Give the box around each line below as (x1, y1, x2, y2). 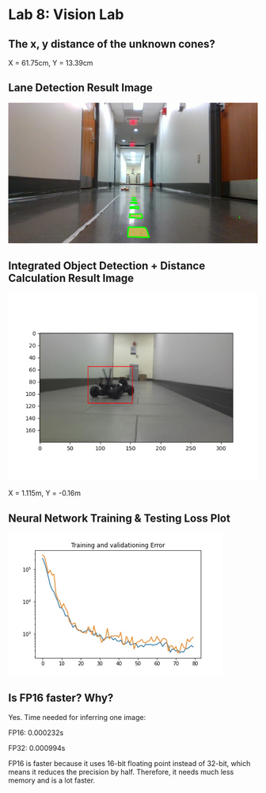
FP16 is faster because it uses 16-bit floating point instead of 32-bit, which (8, 758, 251, 768)
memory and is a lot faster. (8, 776, 96, 785)
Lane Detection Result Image (8, 81, 153, 94)
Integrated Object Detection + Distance (8, 259, 206, 272)
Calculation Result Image (8, 271, 135, 285)
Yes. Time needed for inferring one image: (8, 712, 146, 722)
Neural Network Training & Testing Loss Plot (8, 511, 231, 525)
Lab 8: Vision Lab (8, 6, 124, 24)
